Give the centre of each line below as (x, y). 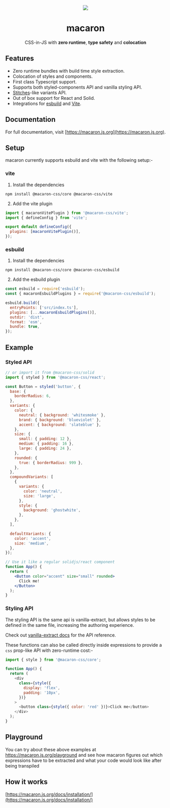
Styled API (19, 362)
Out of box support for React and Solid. (54, 98)
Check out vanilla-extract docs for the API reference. (61, 635)
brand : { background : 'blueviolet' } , (60, 420)
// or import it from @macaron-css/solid (50, 373)
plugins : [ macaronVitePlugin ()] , (45, 232)
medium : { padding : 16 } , (46, 444)
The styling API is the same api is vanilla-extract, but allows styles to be (80, 620)
